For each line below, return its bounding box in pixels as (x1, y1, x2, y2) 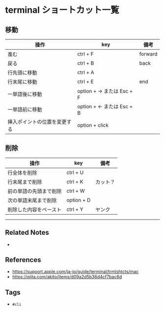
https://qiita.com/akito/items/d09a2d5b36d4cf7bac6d (12, 274, 122, 280)
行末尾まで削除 (7, 178, 43, 185)
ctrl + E (77, 78, 94, 85)
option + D (66, 197, 91, 203)
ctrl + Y (66, 206, 83, 213)
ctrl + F (77, 51, 94, 57)
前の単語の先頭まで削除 (7, 188, 62, 195)
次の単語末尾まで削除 (7, 197, 57, 204)
